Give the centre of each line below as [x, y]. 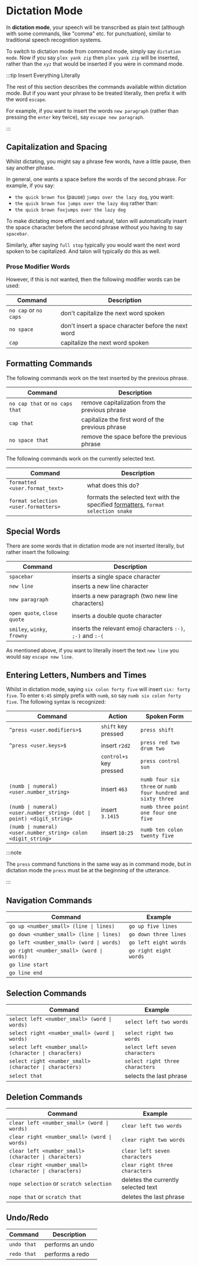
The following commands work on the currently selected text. [81, 458]
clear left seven [146, 1151]
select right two [149, 1033]
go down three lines [158, 935]
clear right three [147, 1165]
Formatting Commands [49, 364]
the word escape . [27, 99]
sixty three [157, 799]
